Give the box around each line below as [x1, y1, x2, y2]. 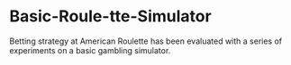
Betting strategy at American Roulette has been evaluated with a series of [9, 36, 283, 46]
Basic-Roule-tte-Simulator [9, 6, 212, 27]
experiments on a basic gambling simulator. [9, 45, 171, 55]
